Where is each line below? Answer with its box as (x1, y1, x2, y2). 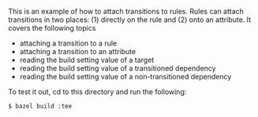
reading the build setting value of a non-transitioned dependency (19, 72, 232, 81)
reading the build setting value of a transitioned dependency (19, 64, 216, 73)
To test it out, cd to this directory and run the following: (8, 87, 187, 97)
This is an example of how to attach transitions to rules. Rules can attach (8, 7, 245, 16)
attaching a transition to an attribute (19, 47, 136, 56)
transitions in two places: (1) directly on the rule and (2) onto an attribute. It (8, 15, 252, 24)
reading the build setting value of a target (19, 55, 155, 64)
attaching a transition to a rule (19, 38, 118, 48)
